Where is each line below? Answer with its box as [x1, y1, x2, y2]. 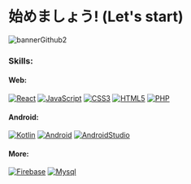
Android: [8, 112, 39, 122]
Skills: [8, 55, 34, 66]
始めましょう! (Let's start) [8, 7, 184, 26]
